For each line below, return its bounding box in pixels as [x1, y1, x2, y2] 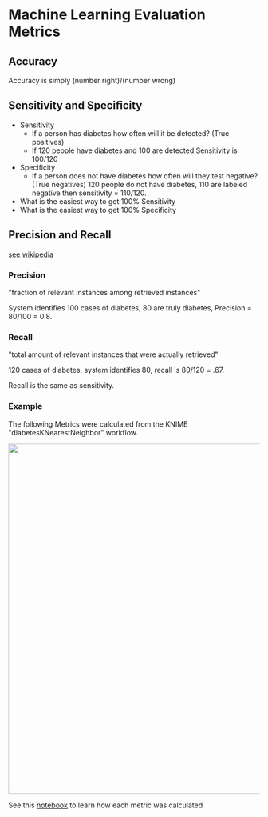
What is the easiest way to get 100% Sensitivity [19, 196, 176, 206]
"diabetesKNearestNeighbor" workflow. [8, 427, 138, 437]
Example [8, 401, 43, 412]
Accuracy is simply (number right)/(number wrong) [8, 76, 176, 85]
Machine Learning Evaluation [8, 6, 206, 24]
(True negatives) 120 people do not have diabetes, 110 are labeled [31, 179, 248, 189]
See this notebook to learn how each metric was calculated [8, 800, 203, 810]
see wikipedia [8, 250, 54, 259]
